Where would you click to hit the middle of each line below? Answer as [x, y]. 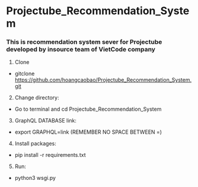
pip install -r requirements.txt [50, 155]
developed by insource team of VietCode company [81, 50]
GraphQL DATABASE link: [46, 121]
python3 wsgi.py [35, 178]
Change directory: [37, 98]
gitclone [25, 74]
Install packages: [35, 144]
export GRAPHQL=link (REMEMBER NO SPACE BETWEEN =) [88, 132]
